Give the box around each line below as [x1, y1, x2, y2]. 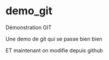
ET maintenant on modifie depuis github [5, 46, 103, 54]
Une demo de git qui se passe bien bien [5, 35, 103, 42]
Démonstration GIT [5, 24, 52, 31]
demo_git [5, 4, 53, 18]
